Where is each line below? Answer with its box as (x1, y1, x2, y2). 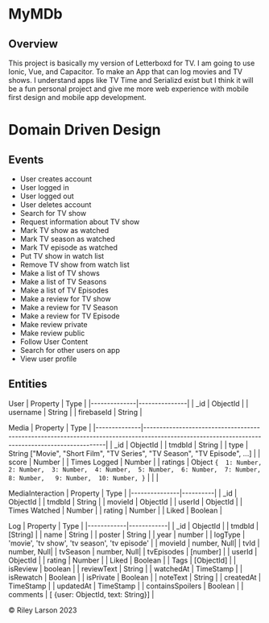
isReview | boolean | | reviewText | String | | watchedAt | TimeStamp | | (8, 563, 243, 573)
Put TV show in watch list (19, 251, 105, 260)
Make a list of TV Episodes (19, 285, 109, 295)
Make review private (19, 320, 88, 329)
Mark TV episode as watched (19, 243, 118, 252)
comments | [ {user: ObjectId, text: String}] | (8, 589, 155, 599)
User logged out (19, 191, 74, 201)
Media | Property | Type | (8, 422, 92, 432)
